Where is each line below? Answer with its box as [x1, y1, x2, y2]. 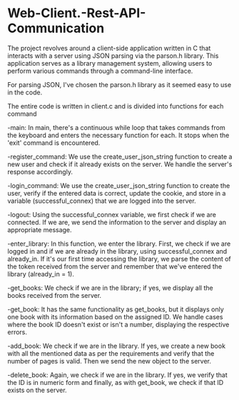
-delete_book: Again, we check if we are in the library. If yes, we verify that [7, 370, 228, 379]
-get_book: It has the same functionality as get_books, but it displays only [7, 305, 225, 314]
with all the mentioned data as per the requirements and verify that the [7, 349, 215, 358]
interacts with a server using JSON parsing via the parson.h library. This [7, 51, 219, 60]
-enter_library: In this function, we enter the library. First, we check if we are [7, 239, 231, 248]
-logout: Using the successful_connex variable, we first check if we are [7, 210, 216, 219]
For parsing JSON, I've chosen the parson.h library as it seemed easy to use [7, 80, 232, 89]
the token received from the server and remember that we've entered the [7, 262, 223, 271]
